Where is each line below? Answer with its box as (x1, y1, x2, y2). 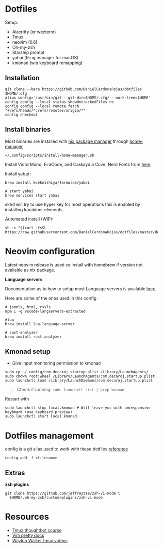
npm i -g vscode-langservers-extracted (5, 309, 86, 314)
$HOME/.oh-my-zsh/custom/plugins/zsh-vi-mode (9, 495, 103, 500)
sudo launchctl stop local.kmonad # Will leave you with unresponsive (5, 405, 151, 411)
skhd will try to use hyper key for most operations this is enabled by (5, 201, 141, 207)
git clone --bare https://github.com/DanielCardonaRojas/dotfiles (5, 86, 142, 92)
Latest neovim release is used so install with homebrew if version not (5, 262, 143, 267)
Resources (5, 511, 49, 522)
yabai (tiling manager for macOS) (12, 54, 79, 60)
